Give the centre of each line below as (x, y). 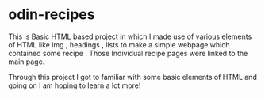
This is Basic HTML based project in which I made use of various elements (130, 36)
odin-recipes (52, 15)
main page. (27, 62)
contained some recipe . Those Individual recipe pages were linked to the (128, 53)
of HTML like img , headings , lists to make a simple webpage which (119, 44)
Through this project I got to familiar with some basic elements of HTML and (133, 77)
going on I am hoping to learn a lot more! (75, 85)
